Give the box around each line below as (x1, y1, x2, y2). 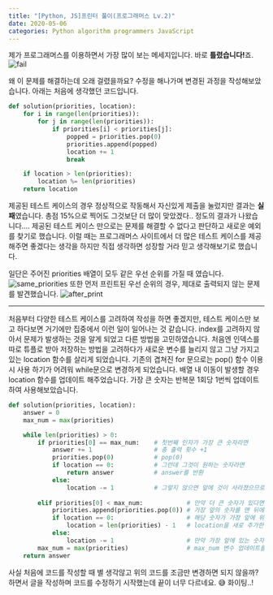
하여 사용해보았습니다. (8, 385, 79, 395)
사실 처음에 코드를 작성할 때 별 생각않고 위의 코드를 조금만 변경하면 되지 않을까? (8, 567, 259, 577)
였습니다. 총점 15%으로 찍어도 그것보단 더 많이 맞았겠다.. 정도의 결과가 (15, 211, 237, 220)
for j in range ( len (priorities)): (37, 118, 154, 126)
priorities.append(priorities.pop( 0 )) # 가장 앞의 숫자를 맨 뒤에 (51, 507, 265, 515)
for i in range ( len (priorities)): (23, 110, 140, 119)
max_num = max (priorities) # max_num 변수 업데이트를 (37, 544, 266, 552)
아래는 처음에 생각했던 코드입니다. (32, 86, 139, 96)
